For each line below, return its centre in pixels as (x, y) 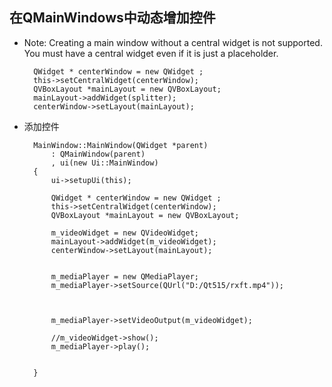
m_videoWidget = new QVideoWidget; (124, 233)
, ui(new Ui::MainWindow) (104, 163)
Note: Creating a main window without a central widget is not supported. (173, 42)
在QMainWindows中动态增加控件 (112, 18)
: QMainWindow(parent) (98, 154)
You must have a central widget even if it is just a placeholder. (151, 53)
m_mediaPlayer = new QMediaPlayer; (124, 276)
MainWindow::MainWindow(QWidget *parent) (121, 145)
